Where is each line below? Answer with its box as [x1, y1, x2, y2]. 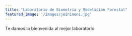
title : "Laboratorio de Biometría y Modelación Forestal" [5, 7, 128, 12]
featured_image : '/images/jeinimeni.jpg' [5, 12, 92, 17]
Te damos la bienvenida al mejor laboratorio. [5, 25, 96, 31]
